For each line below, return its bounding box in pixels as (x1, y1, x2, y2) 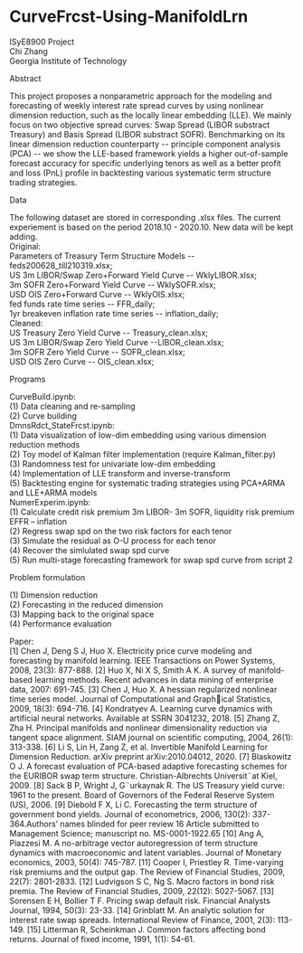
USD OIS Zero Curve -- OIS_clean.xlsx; (9, 355, 155, 367)
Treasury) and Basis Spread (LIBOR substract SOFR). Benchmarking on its (9, 128, 286, 139)
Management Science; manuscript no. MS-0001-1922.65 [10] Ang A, (9, 827, 264, 838)
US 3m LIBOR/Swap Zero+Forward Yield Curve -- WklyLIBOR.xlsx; (9, 269, 258, 280)
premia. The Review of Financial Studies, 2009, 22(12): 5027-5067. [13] (9, 885, 274, 896)
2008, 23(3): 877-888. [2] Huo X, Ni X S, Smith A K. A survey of (9, 665, 247, 675)
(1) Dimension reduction (9, 590, 99, 600)
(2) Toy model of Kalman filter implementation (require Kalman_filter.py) (9, 448, 276, 459)
